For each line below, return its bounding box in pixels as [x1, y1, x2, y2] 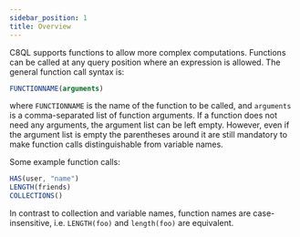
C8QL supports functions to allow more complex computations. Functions [9, 46, 286, 57]
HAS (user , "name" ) [9, 174, 79, 183]
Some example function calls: [9, 157, 120, 168]
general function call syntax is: [9, 66, 125, 77]
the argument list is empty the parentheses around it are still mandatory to [9, 129, 288, 140]
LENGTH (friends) [9, 183, 71, 192]
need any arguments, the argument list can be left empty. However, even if [9, 119, 290, 130]
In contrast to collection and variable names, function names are [9, 208, 252, 219]
